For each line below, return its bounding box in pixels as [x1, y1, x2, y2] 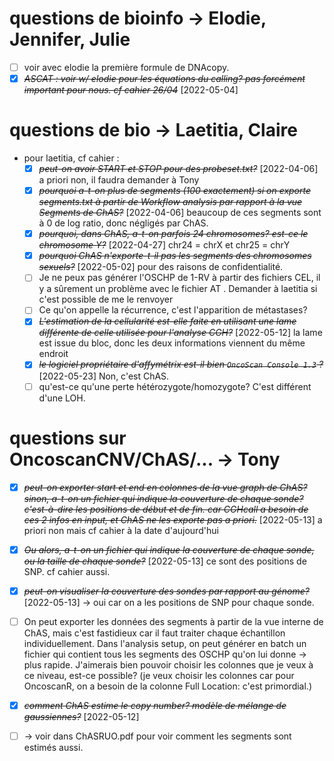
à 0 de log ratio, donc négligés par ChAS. [38, 217, 209, 229]
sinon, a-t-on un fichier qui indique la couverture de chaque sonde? [23, 492, 304, 504]
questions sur [9, 427, 127, 449]
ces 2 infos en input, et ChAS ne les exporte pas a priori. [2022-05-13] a [23, 513, 323, 526]
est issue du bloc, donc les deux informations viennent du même [38, 337, 306, 349]
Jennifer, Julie [9, 28, 131, 51]
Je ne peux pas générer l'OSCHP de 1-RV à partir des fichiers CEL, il [38, 272, 321, 284]
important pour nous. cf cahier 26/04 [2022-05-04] [23, 84, 239, 96]
